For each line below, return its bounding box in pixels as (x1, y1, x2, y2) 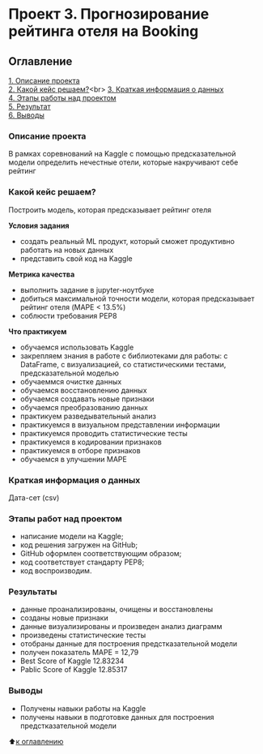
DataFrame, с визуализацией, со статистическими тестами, (19, 359, 227, 369)
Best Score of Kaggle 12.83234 (19, 656, 125, 666)
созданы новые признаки (19, 613, 108, 623)
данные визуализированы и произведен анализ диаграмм (19, 622, 223, 632)
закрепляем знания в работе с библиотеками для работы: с (19, 350, 228, 361)
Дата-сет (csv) (8, 492, 60, 503)
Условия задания (8, 221, 70, 230)
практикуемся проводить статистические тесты (19, 428, 188, 438)
